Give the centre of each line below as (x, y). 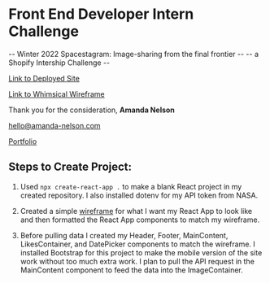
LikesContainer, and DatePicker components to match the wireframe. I (138, 244)
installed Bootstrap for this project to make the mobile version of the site (141, 252)
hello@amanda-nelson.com (54, 125)
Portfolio (23, 141)
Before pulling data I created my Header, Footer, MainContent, (124, 235)
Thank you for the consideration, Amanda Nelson (91, 110)
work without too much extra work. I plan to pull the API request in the (137, 261)
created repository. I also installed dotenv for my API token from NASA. (139, 195)
